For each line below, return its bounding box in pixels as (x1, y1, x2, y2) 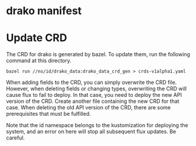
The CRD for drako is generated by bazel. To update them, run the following (6, 51, 191, 58)
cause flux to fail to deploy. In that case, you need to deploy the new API (6, 92, 182, 99)
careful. (6, 134, 25, 141)
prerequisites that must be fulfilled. (6, 111, 92, 118)
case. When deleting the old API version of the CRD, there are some (6, 104, 171, 111)
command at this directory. (6, 57, 72, 64)
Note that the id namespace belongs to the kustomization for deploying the (6, 122, 188, 129)
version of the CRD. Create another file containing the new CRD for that (6, 98, 179, 105)
